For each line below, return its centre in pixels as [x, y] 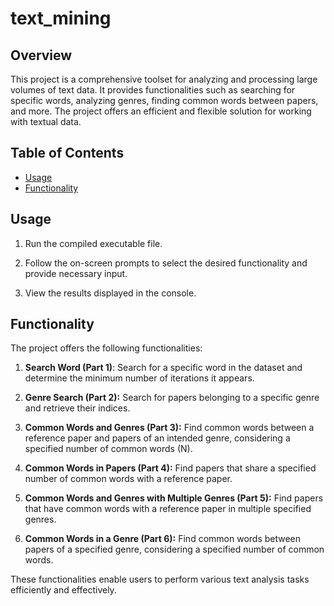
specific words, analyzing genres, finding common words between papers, [164, 100]
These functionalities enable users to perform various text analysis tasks [160, 579]
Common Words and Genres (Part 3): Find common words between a [169, 428]
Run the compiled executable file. [93, 243]
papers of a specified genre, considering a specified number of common [174, 549]
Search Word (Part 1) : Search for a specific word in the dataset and [163, 368]
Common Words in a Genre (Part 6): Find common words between [163, 539]
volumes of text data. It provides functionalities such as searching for [153, 90]
